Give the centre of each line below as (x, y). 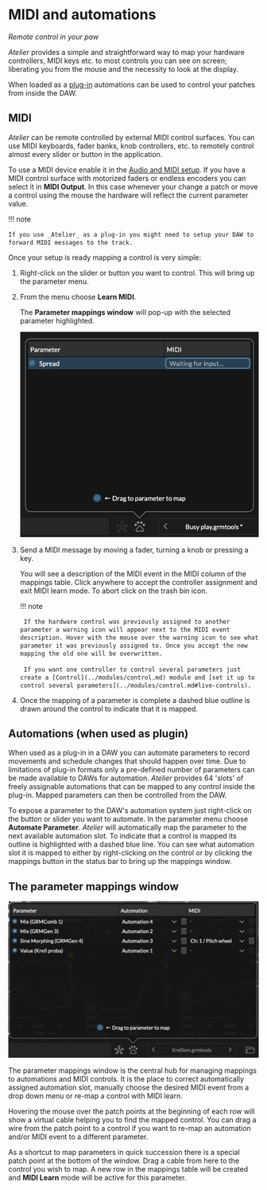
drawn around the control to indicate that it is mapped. (109, 709)
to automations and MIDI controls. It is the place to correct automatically (126, 1079)
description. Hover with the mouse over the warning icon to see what (139, 638)
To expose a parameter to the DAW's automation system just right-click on (130, 811)
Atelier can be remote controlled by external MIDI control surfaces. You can (132, 137)
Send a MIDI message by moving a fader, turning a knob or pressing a (134, 550)
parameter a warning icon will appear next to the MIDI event (125, 630)
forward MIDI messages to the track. (71, 242)
